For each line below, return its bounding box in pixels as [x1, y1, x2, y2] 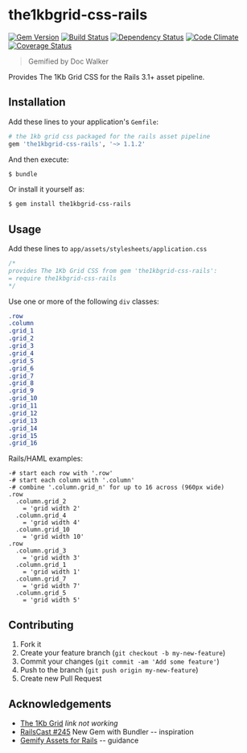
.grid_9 [8, 387, 35, 395]
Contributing [8, 618, 74, 631]
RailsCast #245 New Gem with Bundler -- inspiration [19, 726, 195, 736]
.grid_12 [8, 409, 38, 417]
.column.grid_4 [15, 511, 67, 520]
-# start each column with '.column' [8, 477, 135, 485]
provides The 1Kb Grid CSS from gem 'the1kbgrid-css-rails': [8, 267, 218, 275]
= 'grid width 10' [23, 533, 84, 541]
